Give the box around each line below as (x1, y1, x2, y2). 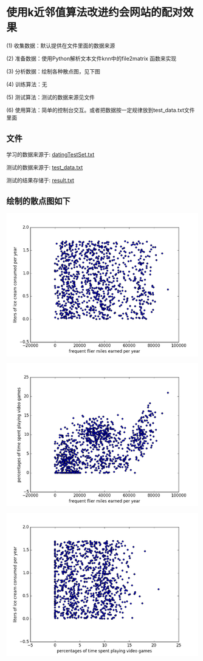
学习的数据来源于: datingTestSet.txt (6, 151, 95, 158)
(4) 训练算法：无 (6, 80, 47, 88)
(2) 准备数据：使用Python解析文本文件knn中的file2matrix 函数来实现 (6, 55, 177, 62)
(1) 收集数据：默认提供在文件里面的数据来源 (6, 42, 115, 49)
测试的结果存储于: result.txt (6, 177, 75, 184)
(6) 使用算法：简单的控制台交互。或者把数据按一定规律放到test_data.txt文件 (6, 106, 195, 114)
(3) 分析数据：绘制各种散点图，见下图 (6, 67, 100, 75)
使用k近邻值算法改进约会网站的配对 (6, 5, 184, 19)
